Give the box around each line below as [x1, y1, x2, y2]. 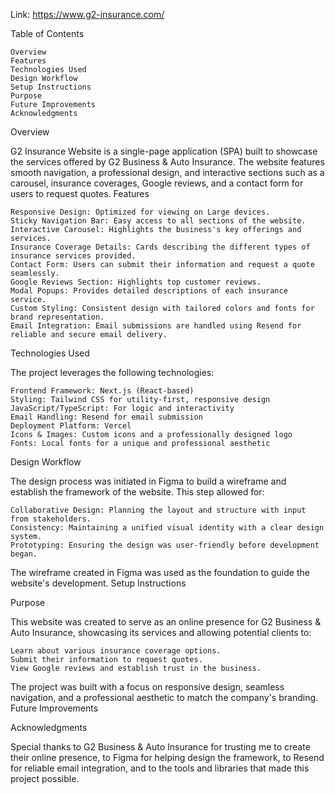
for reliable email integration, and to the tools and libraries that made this [10, 762, 310, 774]
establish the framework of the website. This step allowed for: [10, 486, 265, 498]
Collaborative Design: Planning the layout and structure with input [10, 505, 307, 515]
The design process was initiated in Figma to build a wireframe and [10, 475, 287, 487]
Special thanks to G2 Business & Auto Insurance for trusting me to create [10, 741, 311, 753]
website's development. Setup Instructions [10, 577, 187, 589]
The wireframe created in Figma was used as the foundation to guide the [10, 567, 310, 578]
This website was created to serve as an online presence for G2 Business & [10, 616, 322, 628]
